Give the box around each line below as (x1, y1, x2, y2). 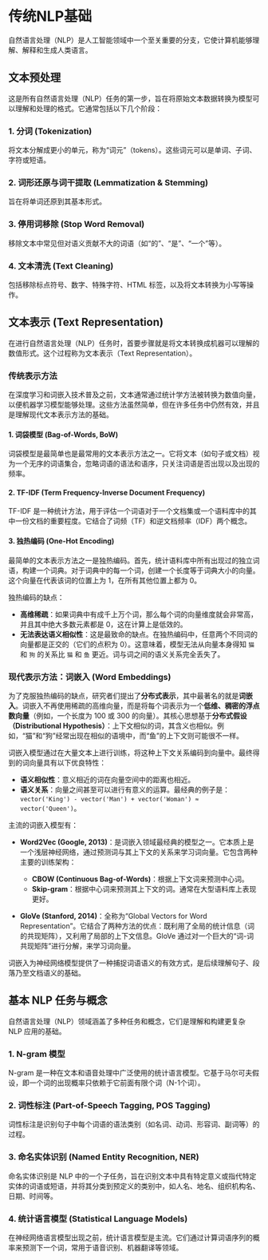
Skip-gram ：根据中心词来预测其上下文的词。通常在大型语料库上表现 (31, 884, 257, 893)
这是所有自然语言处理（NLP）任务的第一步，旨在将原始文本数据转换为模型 (8, 93, 253, 103)
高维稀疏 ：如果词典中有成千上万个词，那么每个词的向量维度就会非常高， (19, 609, 258, 619)
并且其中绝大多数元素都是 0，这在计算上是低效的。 (19, 619, 187, 629)
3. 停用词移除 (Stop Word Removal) (8, 219, 145, 230)
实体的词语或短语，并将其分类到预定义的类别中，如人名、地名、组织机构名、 (8, 1181, 260, 1190)
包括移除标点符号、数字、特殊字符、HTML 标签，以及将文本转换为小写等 (8, 280, 247, 289)
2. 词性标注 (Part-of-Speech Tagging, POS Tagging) (8, 1099, 211, 1111)
